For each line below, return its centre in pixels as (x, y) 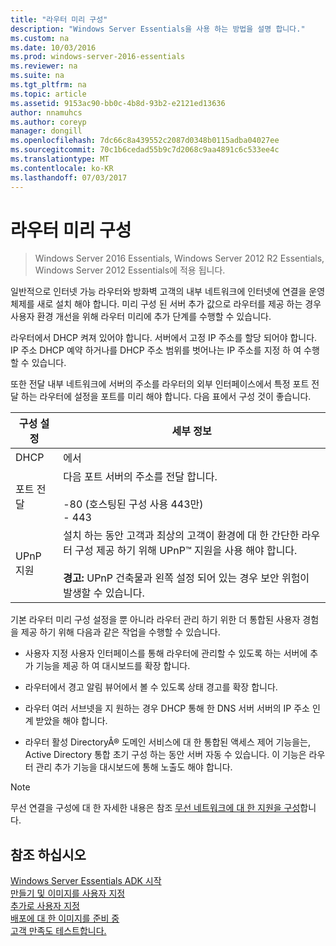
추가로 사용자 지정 (45, 906)
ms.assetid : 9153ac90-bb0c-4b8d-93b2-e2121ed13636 (118, 103)
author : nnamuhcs (46, 112)
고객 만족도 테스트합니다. (58, 931)
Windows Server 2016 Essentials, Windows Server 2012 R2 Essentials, (179, 258)
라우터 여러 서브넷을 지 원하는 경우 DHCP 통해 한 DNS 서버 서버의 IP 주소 (167, 708)
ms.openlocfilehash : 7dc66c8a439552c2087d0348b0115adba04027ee (145, 141)
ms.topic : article (48, 94)
